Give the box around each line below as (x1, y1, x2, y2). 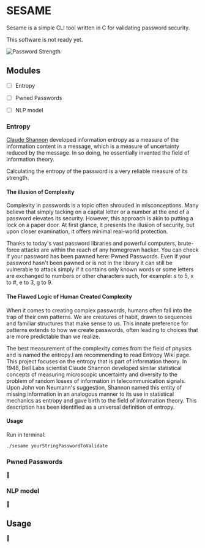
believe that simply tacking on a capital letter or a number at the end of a (6, 208, 190, 215)
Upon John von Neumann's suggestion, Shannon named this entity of (6, 384, 182, 391)
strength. (6, 174, 29, 182)
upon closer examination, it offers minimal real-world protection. (6, 228, 168, 235)
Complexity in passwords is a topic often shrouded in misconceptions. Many (6, 202, 199, 209)
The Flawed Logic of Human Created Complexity (6, 293, 133, 301)
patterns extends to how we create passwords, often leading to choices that (6, 326, 198, 333)
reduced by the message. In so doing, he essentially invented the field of (6, 149, 190, 156)
